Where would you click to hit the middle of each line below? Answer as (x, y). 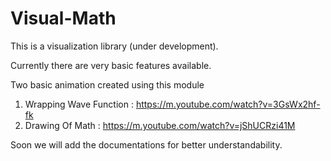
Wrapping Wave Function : (79, 104)
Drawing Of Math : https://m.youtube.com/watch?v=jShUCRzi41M (160, 125)
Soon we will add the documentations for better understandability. (146, 144)
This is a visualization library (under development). (114, 46)
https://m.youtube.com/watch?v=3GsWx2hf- (228, 104)
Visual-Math (63, 18)
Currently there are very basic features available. (111, 65)
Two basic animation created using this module (107, 84)
